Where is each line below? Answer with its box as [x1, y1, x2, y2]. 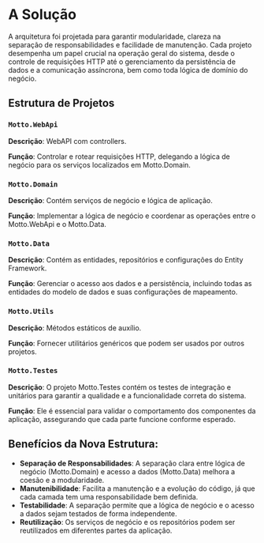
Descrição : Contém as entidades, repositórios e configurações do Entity [8, 255, 244, 265]
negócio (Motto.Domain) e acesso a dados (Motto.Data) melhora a [19, 466, 236, 476]
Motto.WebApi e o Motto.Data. [8, 219, 106, 228]
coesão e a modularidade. [19, 475, 105, 485]
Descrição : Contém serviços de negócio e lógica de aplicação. [8, 195, 213, 205]
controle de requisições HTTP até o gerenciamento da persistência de [8, 57, 236, 66]
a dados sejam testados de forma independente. [19, 508, 177, 518]
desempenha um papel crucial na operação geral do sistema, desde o [8, 48, 235, 58]
